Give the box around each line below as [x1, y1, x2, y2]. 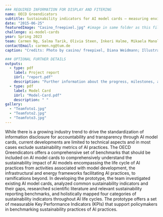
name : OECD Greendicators [5, 12, 57, 17]
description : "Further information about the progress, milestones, [14, 79, 155, 84]
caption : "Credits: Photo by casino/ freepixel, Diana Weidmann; [5, 48, 140, 53]
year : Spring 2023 [5, 35, 42, 39]
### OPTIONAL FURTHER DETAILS [5, 56, 66, 61]
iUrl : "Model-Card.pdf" [14, 93, 62, 98]
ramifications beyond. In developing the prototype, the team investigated [5, 175, 150, 181]
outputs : [5, 61, 23, 66]
